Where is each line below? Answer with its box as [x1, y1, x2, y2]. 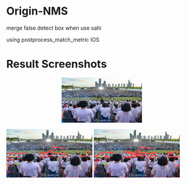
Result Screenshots [6, 57, 107, 71]
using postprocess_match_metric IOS [6, 36, 100, 43]
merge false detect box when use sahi [6, 24, 102, 31]
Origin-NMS [6, 4, 68, 18]
